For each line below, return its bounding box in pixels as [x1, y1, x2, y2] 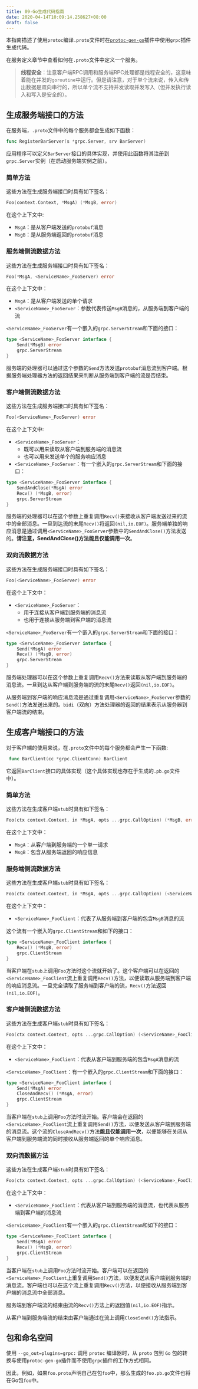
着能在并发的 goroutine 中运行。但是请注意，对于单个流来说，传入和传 [20, 76, 190, 83]
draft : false [6, 19, 38, 25]
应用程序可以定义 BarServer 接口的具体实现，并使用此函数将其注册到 [6, 150, 170, 157]
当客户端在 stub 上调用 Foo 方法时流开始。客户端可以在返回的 [6, 1266, 149, 1274]
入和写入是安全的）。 [20, 91, 70, 98]
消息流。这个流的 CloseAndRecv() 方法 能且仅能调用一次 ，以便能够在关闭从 [11, 1128, 188, 1135]
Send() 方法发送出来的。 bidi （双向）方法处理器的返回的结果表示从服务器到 [6, 701, 187, 708]
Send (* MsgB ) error [16, 342, 62, 348]
